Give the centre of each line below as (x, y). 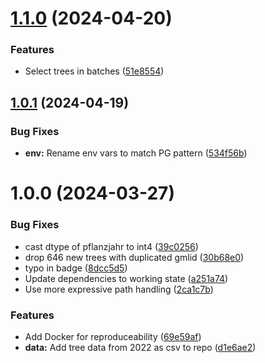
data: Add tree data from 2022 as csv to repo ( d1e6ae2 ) (140, 347)
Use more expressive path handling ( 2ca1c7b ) (119, 289)
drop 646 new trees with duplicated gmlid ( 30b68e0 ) (134, 257)
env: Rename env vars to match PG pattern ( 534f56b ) (136, 153)
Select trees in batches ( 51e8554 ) (94, 71)
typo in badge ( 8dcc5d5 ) (76, 268)
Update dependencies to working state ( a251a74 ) (126, 278)
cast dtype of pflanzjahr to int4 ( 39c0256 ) (111, 246)
